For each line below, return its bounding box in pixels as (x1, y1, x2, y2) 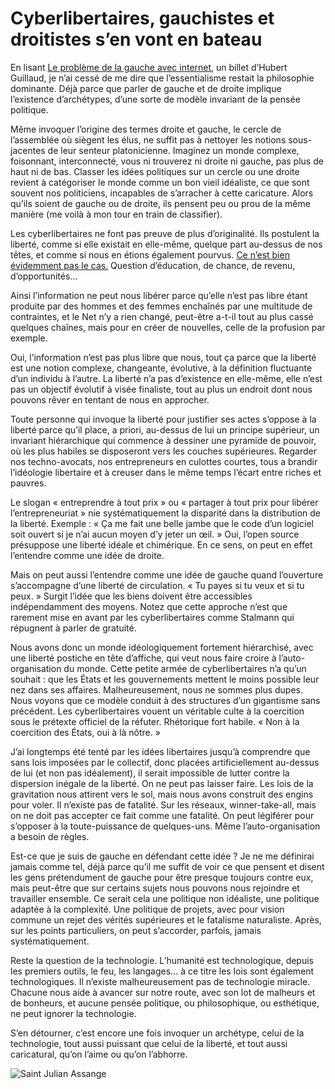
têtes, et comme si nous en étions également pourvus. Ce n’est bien (10, 248, 290, 261)
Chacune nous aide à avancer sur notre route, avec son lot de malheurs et (10, 986, 316, 998)
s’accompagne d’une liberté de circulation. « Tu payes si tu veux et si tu (10, 579, 305, 591)
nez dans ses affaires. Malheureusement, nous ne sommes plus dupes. (10, 683, 303, 696)
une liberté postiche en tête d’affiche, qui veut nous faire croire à (10, 652, 277, 664)
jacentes (10, 144, 46, 156)
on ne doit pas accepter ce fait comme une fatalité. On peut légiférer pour (10, 809, 315, 821)
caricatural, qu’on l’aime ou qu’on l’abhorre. (10, 1048, 188, 1060)
